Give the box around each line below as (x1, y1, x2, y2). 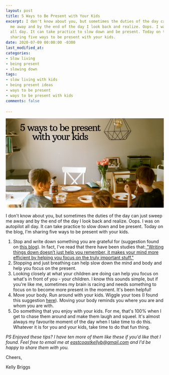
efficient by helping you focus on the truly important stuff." (13, 254, 134, 260)
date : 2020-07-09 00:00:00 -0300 (6, 40, 76, 45)
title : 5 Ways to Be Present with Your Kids (6, 13, 100, 19)
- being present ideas (6, 83, 53, 88)
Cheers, (6, 354, 22, 360)
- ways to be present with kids (6, 93, 73, 98)
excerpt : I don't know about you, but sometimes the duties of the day (6, 19, 158, 24)
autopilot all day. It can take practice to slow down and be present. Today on (6, 223, 163, 229)
